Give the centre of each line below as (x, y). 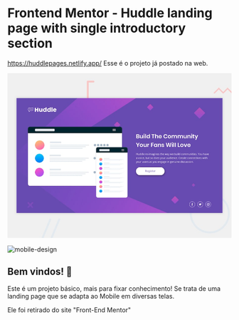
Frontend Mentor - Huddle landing (110, 13)
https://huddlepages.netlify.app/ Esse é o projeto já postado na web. (108, 63)
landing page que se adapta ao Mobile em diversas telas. (91, 296)
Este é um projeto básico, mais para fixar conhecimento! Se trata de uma (114, 289)
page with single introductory (97, 28)
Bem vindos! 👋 (40, 271)
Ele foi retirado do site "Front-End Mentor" (69, 310)
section (30, 43)
